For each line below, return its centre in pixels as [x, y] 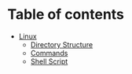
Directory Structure [62, 44]
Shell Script [49, 61]
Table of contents [66, 15]
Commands [49, 53]
